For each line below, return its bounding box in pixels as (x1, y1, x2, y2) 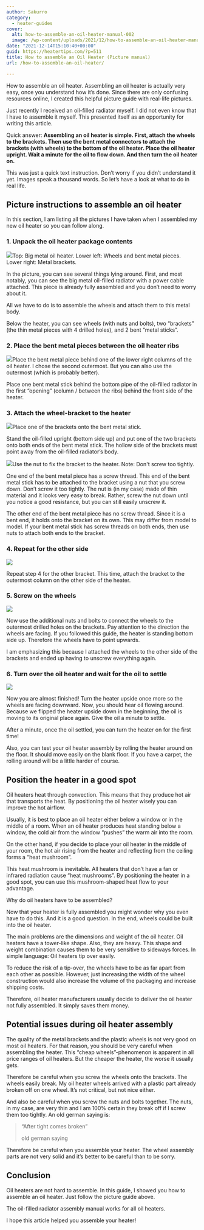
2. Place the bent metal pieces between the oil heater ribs (6, 341, 179, 350)
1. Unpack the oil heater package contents (6, 237, 133, 246)
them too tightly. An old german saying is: (6, 1111, 110, 1118)
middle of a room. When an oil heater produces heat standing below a (6, 822, 181, 830)
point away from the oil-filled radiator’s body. (6, 448, 119, 455)
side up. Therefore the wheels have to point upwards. (6, 636, 140, 643)
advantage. (6, 884, 35, 892)
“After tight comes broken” (21, 1122, 88, 1130)
